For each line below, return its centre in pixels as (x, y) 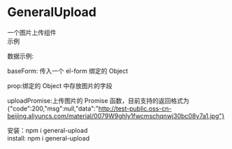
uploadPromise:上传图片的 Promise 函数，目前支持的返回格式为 (99, 100)
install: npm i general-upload (49, 138)
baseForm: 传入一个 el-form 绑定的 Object (68, 71)
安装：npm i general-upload (48, 130)
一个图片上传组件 (32, 32)
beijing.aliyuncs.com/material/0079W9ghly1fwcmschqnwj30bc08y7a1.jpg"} (116, 115)
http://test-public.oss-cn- (135, 108)
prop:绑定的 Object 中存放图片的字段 (60, 85)
